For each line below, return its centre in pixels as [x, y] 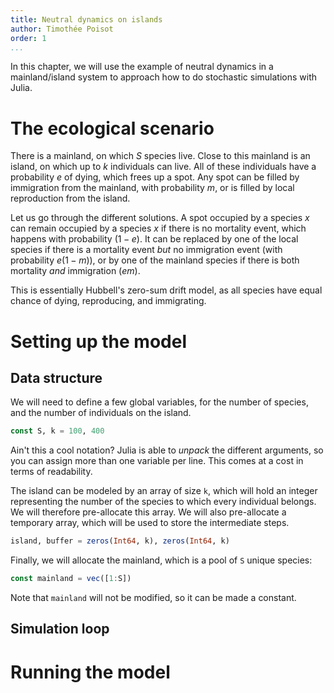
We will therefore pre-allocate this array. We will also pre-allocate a [148, 512]
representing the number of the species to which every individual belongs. [163, 502]
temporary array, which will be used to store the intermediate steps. [150, 523]
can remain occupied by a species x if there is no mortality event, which [158, 228]
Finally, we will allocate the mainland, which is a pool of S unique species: [161, 560]
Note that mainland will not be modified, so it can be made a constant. [153, 597]
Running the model [90, 672]
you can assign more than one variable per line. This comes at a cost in [157, 461]
